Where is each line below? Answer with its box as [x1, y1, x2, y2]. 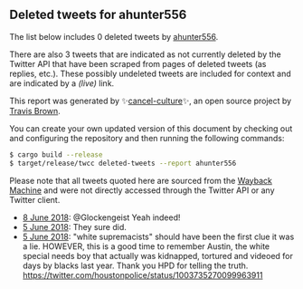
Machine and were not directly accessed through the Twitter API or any [9, 185, 275, 196]
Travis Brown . [9, 105, 61, 116]
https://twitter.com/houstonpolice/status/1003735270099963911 [22, 269, 263, 280]
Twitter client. [9, 194, 61, 205]
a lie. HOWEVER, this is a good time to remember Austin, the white [22, 240, 270, 252]
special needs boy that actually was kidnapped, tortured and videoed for [22, 250, 294, 261]
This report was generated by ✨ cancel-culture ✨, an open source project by [9, 95, 292, 106]
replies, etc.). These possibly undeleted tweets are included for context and [9, 68, 291, 79]
